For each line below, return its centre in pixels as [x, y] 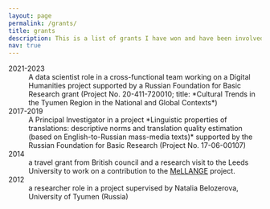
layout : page [30, 16]
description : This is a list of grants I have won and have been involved [136, 38]
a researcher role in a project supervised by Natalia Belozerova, [133, 188]
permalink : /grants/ [43, 23]
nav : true [25, 46]
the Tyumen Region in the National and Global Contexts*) [123, 103]
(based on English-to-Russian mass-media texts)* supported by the [141, 137]
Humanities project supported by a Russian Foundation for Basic [135, 86]
